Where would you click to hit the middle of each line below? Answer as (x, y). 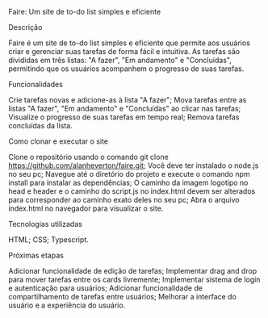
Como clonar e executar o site (59, 141)
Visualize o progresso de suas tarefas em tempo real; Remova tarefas (124, 117)
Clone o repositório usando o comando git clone (89, 157)
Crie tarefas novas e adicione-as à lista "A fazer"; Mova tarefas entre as (128, 100)
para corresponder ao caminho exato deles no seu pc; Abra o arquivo (124, 200)
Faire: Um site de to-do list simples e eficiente (85, 12)
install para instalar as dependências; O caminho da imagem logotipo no (128, 182)
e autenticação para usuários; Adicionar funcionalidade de (106, 288)
